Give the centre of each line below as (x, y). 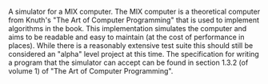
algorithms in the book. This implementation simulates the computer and (128, 28)
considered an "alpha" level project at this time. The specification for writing (134, 54)
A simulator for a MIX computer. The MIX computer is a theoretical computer (134, 12)
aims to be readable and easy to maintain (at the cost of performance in (126, 37)
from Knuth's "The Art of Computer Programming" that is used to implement (134, 20)
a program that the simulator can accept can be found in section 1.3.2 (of (128, 62)
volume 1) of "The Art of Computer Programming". (91, 71)
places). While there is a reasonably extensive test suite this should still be (131, 46)
